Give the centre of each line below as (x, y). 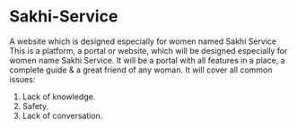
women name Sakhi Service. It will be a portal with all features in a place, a (147, 60)
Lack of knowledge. (59, 97)
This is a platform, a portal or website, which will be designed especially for (148, 50)
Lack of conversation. (62, 115)
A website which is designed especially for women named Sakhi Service (143, 41)
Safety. (35, 106)
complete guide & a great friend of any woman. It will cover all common (141, 70)
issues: (22, 79)
